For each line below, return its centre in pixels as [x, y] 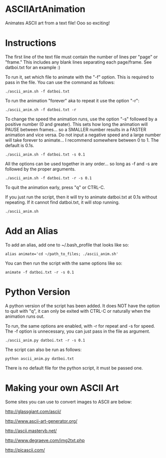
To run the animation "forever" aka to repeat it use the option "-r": [72, 100]
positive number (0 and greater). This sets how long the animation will [76, 124]
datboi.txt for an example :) [33, 67]
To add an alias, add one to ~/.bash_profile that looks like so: [67, 245]
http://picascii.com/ [25, 450]
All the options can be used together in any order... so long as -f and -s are [81, 164]
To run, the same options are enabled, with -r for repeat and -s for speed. [80, 326]
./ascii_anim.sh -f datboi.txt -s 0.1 [45, 154]
